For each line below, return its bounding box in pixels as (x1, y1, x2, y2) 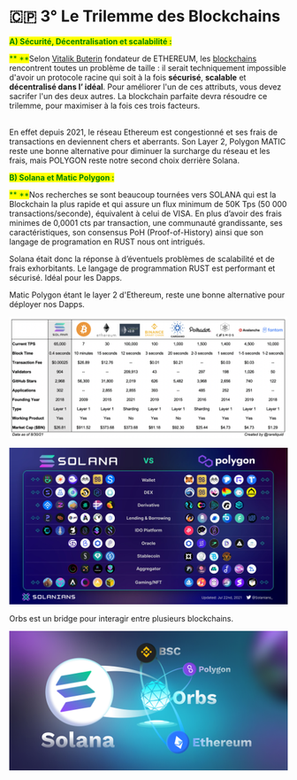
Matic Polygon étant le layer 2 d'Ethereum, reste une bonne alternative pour (9, 290, 286, 300)
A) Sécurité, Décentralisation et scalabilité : (9, 35, 172, 46)
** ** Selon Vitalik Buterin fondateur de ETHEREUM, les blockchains (9, 53, 257, 64)
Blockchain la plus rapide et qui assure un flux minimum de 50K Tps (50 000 (9, 198, 287, 209)
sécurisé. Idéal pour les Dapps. (9, 272, 122, 282)
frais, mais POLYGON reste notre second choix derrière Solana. (9, 155, 240, 166)
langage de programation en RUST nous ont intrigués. (9, 236, 206, 247)
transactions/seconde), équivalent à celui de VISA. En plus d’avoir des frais (9, 208, 283, 219)
